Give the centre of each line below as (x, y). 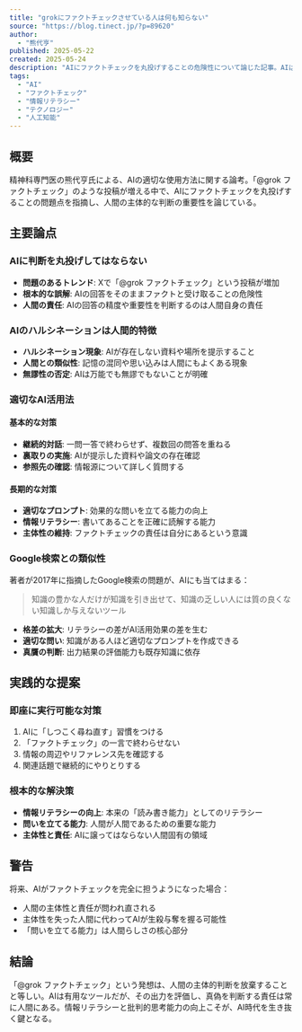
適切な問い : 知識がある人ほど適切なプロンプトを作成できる (131, 640)
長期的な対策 (33, 489)
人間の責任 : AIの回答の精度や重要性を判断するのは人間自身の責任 (142, 304)
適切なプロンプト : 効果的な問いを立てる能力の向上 (115, 511)
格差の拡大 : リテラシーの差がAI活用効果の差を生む (115, 629)
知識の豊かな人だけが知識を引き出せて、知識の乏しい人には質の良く (157, 599)
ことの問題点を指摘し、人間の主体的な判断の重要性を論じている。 (139, 202)
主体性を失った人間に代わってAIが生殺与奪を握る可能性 (124, 919)
